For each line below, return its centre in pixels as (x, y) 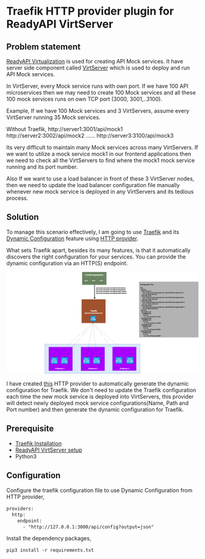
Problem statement (44, 47)
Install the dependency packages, (49, 538)
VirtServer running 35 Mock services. (53, 117)
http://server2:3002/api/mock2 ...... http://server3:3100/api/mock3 (90, 136)
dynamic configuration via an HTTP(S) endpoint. (67, 263)
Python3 (26, 456)
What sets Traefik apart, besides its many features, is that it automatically (99, 250)
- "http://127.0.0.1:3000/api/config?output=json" (88, 527)
